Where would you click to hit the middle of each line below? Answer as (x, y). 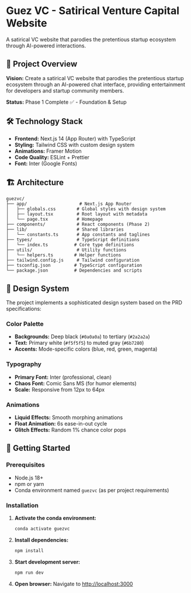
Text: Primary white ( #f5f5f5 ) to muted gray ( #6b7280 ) (79, 343)
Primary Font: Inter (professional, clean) (63, 377)
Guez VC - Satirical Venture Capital (93, 11)
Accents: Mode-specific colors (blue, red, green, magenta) (86, 349)
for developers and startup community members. (65, 90)
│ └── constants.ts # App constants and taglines (78, 235)
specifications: (24, 309)
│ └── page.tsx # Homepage (55, 220)
